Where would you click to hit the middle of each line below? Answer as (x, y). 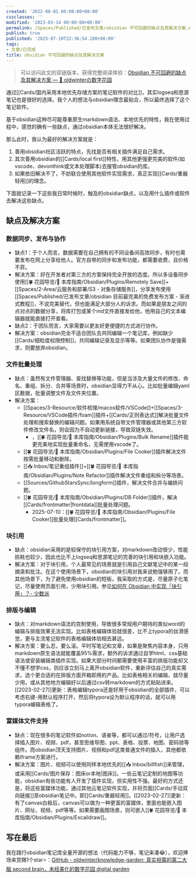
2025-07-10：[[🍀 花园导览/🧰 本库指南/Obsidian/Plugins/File (104, 512)
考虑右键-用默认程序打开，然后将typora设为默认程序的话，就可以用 (95, 697)
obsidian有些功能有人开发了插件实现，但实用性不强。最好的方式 (101, 781)
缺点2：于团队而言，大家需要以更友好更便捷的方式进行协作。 (88, 326)
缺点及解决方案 (33, 221)
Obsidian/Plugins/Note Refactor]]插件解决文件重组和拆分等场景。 (108, 475)
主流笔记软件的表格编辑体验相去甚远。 (81, 639)
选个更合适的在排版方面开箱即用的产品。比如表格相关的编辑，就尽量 (106, 675)
